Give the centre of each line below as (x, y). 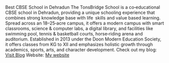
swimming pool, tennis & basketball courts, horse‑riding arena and (74, 34)
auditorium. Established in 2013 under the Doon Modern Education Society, (83, 39)
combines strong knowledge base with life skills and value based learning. (83, 18)
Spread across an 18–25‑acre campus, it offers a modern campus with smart (85, 23)
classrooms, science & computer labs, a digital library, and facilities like (79, 28)
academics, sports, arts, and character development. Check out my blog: (81, 50)
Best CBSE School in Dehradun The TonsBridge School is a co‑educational (83, 7)
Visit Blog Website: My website (37, 55)
